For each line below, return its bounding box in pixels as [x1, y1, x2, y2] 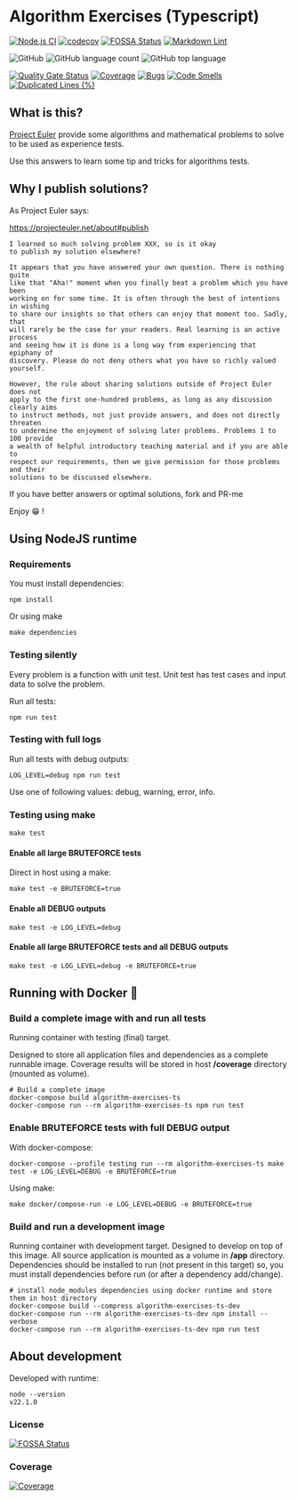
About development [9, 1349, 122, 1364]
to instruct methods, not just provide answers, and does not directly [9, 411, 280, 420]
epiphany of [9, 349, 53, 357]
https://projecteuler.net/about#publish [9, 222, 149, 233]
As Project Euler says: [9, 205, 90, 215]
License [9, 1418, 44, 1431]
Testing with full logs [9, 734, 102, 746]
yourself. [9, 364, 46, 373]
